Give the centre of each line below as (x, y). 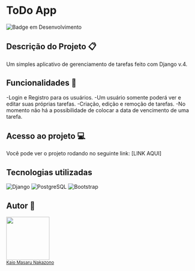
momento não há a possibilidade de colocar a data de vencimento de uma (97, 110)
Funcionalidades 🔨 (41, 83)
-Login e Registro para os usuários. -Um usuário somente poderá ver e (94, 97)
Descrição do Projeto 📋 (51, 46)
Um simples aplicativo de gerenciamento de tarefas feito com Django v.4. (97, 64)
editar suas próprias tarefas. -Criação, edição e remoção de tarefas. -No (96, 104)
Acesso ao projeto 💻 (46, 136)
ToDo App (31, 10)
